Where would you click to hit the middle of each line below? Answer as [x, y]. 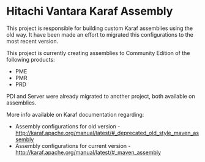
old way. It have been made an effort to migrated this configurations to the [100, 34]
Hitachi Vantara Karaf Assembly [90, 11]
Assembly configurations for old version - [68, 126]
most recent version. [32, 41]
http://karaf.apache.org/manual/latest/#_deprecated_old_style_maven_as [107, 133]
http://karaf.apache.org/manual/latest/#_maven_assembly [88, 152]
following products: [31, 59]
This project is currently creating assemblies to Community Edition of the [98, 53]
